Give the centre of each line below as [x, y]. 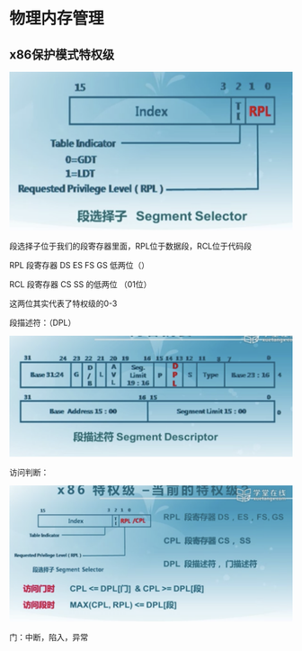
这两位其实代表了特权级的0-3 [63, 303]
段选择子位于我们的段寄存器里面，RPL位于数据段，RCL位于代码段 [131, 246]
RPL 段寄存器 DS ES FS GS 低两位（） [80, 266]
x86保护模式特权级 [62, 54]
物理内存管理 [57, 18]
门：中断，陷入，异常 [49, 637]
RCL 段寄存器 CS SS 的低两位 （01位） [80, 285]
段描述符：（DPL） [43, 323]
